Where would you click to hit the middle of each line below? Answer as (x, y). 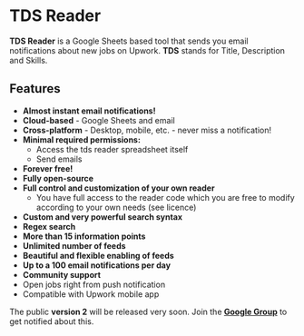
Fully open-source (58, 178)
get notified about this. (52, 321)
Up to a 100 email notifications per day (96, 265)
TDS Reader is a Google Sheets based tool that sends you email (129, 41)
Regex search (49, 226)
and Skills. (29, 60)
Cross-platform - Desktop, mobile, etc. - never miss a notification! (147, 130)
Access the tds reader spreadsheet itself (112, 149)
